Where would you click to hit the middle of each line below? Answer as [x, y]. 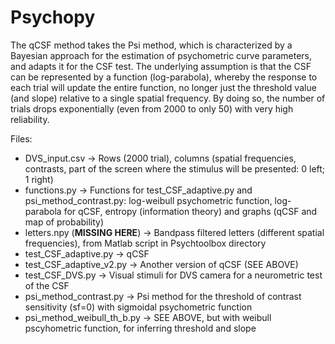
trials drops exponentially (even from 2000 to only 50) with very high [152, 108]
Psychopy [53, 17]
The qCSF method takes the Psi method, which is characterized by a [151, 45]
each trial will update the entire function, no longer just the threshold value [163, 87]
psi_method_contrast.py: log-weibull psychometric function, [148, 200]
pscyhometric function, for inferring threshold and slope [140, 328]
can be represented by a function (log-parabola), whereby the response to [164, 77]
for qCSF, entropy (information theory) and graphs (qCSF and [190, 211]
